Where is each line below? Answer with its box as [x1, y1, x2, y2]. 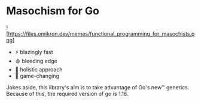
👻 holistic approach [14, 65, 63, 73]
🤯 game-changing [14, 72, 60, 79]
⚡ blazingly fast [14, 48, 53, 55]
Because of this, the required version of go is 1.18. [6, 90, 129, 97]
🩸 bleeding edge [14, 57, 58, 64]
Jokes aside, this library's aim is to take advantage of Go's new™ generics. [6, 83, 190, 90]
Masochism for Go [6, 4, 100, 18]
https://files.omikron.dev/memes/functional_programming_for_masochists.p [8, 30, 195, 37]
